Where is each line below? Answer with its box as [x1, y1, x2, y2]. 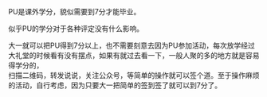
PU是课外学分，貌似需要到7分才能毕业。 [8, 7, 141, 16]
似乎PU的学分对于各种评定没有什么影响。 [8, 24, 144, 33]
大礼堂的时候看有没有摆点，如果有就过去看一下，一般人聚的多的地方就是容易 [8, 51, 260, 60]
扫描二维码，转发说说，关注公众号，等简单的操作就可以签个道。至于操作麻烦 [8, 71, 260, 80]
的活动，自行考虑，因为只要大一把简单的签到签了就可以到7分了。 [8, 80, 222, 90]
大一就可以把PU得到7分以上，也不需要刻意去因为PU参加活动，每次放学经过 [8, 41, 255, 50]
